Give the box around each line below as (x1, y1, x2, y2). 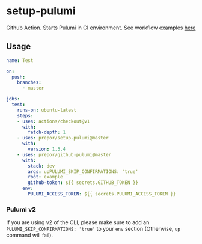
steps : (17, 112, 34, 118)
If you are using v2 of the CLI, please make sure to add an (6, 219, 150, 226)
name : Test (6, 57, 34, 64)
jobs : (6, 96, 20, 102)
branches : (17, 79, 42, 85)
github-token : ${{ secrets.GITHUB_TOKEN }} (28, 180, 138, 186)
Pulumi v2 (6, 205, 36, 213)
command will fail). (6, 231, 53, 239)
